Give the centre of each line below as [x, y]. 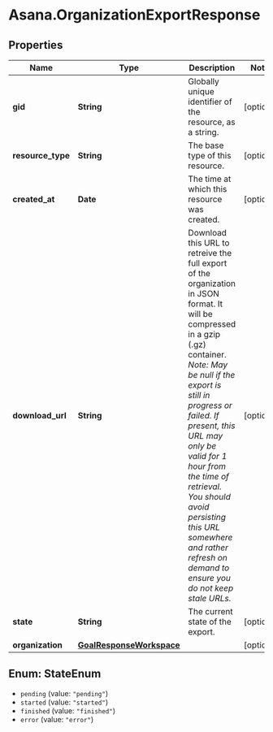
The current [210, 611]
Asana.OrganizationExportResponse [134, 15]
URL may [206, 436]
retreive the [210, 253]
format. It [206, 304]
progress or [210, 405]
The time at [210, 179]
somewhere [210, 537]
